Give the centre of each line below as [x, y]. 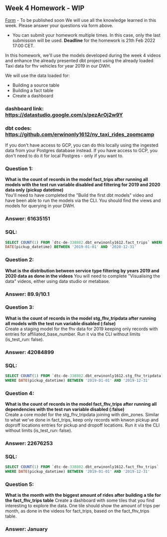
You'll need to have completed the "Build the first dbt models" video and [79, 195]
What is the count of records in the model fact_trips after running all [77, 179]
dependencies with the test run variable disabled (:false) [65, 409]
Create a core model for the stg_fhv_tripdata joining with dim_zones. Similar [82, 415]
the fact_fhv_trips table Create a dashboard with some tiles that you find [80, 500]
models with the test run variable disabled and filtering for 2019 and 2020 [83, 185]
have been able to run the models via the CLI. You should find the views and [83, 200]
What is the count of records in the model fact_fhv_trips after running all [81, 404]
